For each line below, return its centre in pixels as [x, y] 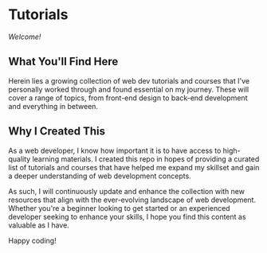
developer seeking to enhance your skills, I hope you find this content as [127, 216]
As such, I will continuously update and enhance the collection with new [127, 191]
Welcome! [25, 37]
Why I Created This [57, 132]
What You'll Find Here [63, 62]
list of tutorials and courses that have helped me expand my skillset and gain [134, 167]
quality [20, 159]
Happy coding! [33, 240]
